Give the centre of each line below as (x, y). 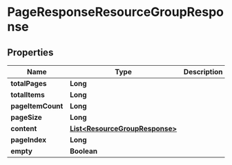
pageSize (27, 117)
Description (203, 72)
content (24, 129)
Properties (30, 52)
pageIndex (29, 140)
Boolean (84, 151)
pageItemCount (37, 106)
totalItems (28, 95)
